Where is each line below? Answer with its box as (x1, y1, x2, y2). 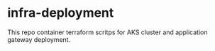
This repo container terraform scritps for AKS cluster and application (7, 28, 208, 36)
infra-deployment (7, 5, 114, 21)
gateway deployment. (7, 35, 71, 43)
